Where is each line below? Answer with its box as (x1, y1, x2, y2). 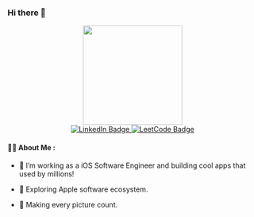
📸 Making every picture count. (18, 200, 118, 209)
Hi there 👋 (7, 7, 47, 18)
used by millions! (18, 169, 75, 178)
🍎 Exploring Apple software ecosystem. (18, 184, 148, 194)
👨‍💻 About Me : (7, 142, 56, 152)
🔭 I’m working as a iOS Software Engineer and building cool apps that (18, 161, 246, 170)
